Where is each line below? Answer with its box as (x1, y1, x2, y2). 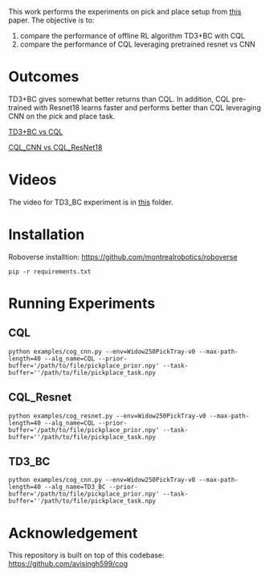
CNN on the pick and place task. (8, 111, 116, 121)
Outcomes (8, 68, 79, 86)
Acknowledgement (8, 524, 138, 542)
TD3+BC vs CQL (8, 126, 63, 136)
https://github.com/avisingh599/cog (8, 559, 128, 569)
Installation (8, 225, 85, 244)
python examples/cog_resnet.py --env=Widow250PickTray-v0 (8, 412, 206, 420)
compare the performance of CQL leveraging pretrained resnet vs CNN (19, 39, 255, 49)
